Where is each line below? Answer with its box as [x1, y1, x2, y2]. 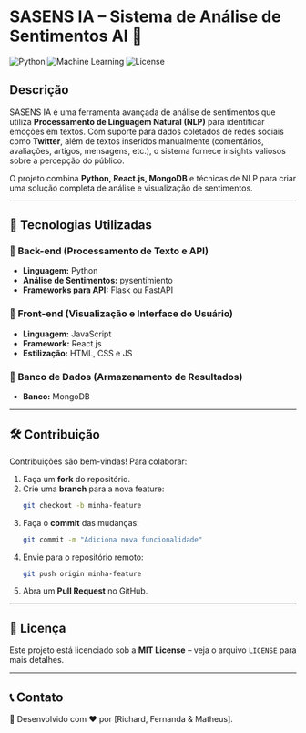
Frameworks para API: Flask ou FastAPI [22, 284, 174, 295]
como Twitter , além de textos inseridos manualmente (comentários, [9, 135, 264, 147]
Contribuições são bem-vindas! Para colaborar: [9, 456, 188, 467]
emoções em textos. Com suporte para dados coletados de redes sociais [9, 126, 284, 137]
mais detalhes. [9, 655, 65, 666]
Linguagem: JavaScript [22, 328, 112, 339]
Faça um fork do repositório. [22, 473, 130, 484]
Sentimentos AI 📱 [9, 26, 143, 46]
